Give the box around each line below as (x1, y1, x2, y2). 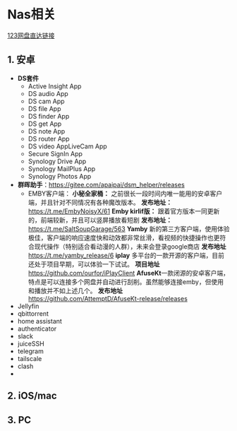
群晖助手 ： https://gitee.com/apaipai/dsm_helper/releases (17, 180, 185, 189)
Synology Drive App (28, 157, 87, 165)
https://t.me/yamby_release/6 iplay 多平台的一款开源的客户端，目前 (28, 251, 224, 259)
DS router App (28, 134, 70, 143)
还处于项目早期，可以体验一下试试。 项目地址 (28, 259, 160, 268)
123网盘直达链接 (7, 31, 55, 40)
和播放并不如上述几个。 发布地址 (28, 286, 123, 295)
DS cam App (28, 97, 65, 105)
